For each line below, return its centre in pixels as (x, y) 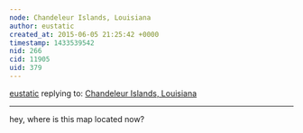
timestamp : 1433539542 (52, 43)
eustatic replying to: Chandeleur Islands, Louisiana (103, 93)
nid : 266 (26, 51)
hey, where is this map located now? (77, 119)
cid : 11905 (30, 59)
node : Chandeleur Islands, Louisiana (80, 18)
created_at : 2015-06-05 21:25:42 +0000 (84, 34)
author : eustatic (42, 26)
